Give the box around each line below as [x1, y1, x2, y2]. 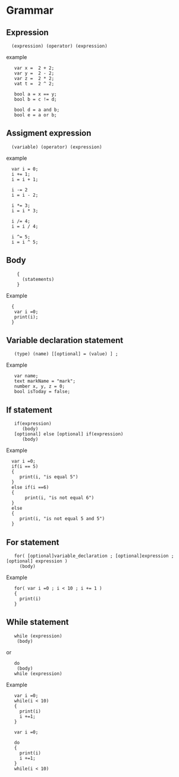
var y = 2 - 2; [14, 70, 55, 76]
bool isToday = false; [14, 389, 70, 395]
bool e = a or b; [14, 112, 58, 118]
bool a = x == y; [14, 91, 58, 97]
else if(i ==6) [11, 484, 49, 491]
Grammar [6, 4, 54, 17]
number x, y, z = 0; [14, 383, 65, 389]
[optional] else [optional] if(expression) [14, 431, 124, 437]
